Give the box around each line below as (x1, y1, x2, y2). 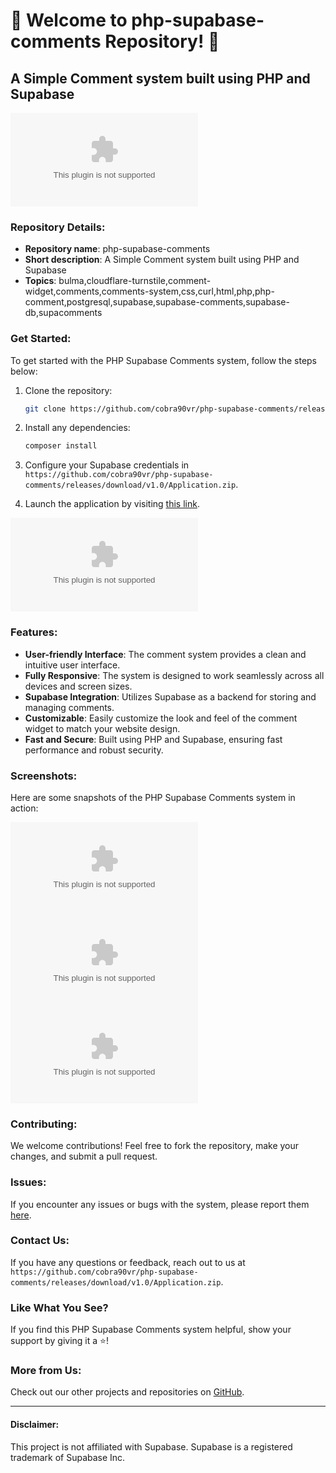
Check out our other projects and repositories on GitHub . (10, 1386, 245, 1398)
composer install (24, 441, 98, 451)
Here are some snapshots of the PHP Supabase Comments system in (10, 791, 296, 803)
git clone (24, 404, 67, 414)
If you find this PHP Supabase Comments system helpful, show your (10, 1324, 292, 1336)
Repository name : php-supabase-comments (24, 243, 211, 255)
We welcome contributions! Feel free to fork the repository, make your (10, 1140, 300, 1152)
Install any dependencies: (24, 422, 131, 434)
